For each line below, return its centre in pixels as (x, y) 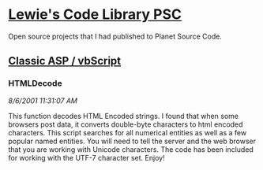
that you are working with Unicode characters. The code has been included (131, 149)
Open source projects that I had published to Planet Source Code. (115, 36)
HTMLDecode (35, 83)
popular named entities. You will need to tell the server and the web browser (132, 141)
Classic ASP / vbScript (65, 61)
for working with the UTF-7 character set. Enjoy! (86, 157)
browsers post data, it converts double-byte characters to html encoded (126, 124)
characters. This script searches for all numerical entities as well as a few (128, 132)
